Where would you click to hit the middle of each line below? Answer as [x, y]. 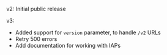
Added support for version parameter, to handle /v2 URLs [88, 32]
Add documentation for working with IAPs [68, 46]
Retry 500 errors [36, 39]
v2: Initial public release [36, 9]
